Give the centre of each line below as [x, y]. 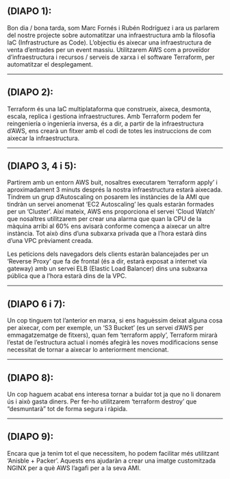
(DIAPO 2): [30, 92]
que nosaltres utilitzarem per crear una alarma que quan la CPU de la [104, 219]
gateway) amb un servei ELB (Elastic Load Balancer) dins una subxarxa [107, 269]
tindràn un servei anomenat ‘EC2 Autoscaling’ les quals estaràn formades [111, 205]
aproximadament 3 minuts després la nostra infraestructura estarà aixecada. [115, 190]
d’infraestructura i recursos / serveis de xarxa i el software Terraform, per [111, 57]
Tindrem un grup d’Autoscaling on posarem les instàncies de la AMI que [108, 197]
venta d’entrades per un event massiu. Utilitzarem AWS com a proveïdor [108, 49]
